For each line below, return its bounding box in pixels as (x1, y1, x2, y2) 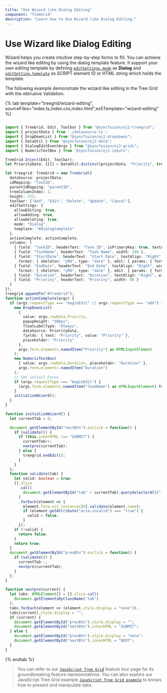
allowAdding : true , (14, 212, 55, 217)
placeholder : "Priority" (23, 338, 75, 343)
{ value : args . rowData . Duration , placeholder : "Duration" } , (18, 361, 148, 366)
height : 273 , (9, 194, 37, 199)
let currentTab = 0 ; (9, 416, 52, 421)
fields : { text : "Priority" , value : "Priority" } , (23, 333, 130, 338)
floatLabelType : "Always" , (23, 324, 79, 329)
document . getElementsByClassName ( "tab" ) (14, 596, 99, 601)
